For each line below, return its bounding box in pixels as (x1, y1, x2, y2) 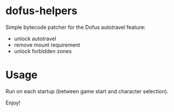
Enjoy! (5, 99, 21, 106)
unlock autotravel (14, 35, 56, 42)
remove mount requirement (14, 41, 81, 48)
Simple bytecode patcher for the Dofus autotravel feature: (5, 24, 146, 31)
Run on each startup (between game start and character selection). (5, 87, 169, 95)
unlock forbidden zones (14, 47, 72, 54)
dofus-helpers (5, 4, 78, 18)
